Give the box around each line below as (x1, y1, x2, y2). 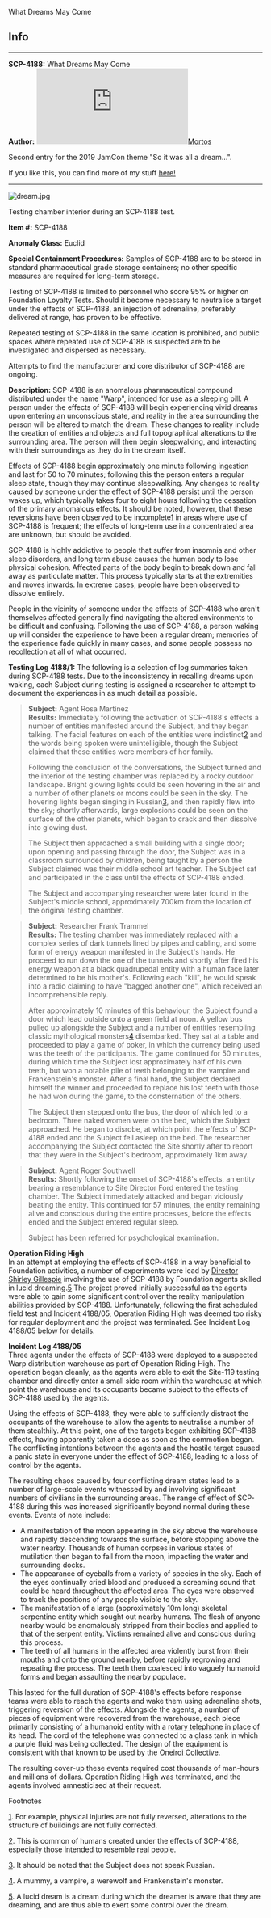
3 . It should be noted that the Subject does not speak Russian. (8, 1860, 215, 1870)
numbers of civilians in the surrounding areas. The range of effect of (8, 1493, 236, 1503)
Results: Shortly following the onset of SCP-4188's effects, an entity (27, 1174, 256, 1183)
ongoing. (8, 369, 38, 379)
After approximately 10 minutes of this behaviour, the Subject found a (27, 1005, 258, 1015)
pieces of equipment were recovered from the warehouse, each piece (8, 1713, 241, 1722)
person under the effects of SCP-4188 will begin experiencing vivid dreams (8, 402, 258, 411)
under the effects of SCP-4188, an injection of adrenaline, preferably (8, 303, 236, 314)
